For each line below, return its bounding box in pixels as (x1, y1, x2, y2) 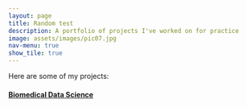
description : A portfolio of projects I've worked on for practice (8, 27, 240, 35)
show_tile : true (8, 49, 63, 57)
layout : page (8, 11, 52, 20)
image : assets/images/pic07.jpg (8, 34, 117, 43)
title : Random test (8, 19, 74, 27)
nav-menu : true (8, 42, 60, 50)
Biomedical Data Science (8, 89, 94, 99)
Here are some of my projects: (8, 72, 109, 80)
